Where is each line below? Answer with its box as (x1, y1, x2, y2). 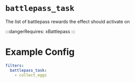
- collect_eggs (14, 72, 47, 77)
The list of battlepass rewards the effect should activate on (5, 18, 130, 24)
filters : (5, 63, 24, 68)
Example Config (5, 46, 75, 58)
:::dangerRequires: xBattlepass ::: (5, 28, 75, 34)
